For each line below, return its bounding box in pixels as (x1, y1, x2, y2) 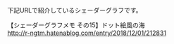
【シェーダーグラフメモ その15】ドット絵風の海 (7, 21, 145, 29)
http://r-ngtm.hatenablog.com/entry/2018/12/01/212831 (7, 29, 167, 37)
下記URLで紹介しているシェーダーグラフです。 (7, 6, 142, 14)
